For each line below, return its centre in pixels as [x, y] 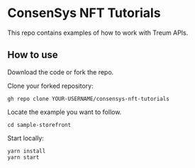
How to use [33, 55]
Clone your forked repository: [50, 86]
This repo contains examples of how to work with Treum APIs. [98, 33]
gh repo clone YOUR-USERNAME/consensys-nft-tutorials [89, 99]
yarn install [27, 151]
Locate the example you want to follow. [65, 112]
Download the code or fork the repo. [61, 72]
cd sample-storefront [39, 125]
